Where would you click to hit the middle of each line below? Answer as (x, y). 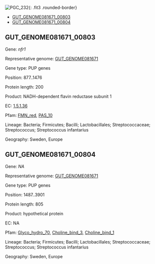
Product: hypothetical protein (34, 213)
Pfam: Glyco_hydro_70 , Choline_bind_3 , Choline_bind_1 (60, 232)
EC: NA (12, 223)
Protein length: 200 (24, 87)
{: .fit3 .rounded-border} (53, 8)
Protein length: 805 (24, 204)
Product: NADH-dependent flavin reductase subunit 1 (58, 96)
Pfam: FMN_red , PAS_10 (29, 115)
